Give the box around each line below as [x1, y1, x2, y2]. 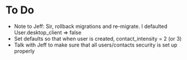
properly [13, 47, 35, 54]
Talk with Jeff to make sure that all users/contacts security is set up [13, 41, 178, 48]
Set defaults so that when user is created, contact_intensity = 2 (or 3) [13, 35, 182, 42]
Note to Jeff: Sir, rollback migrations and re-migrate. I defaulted [13, 23, 168, 30]
